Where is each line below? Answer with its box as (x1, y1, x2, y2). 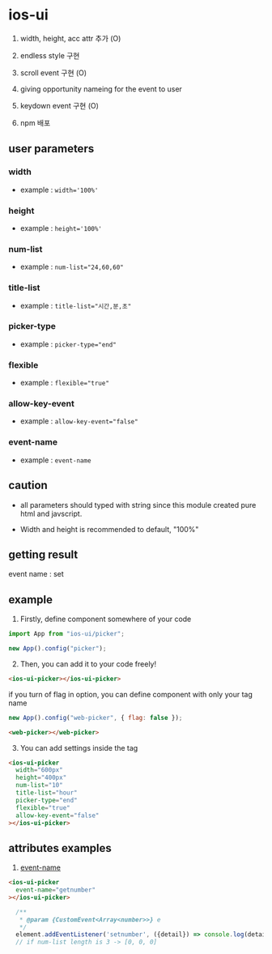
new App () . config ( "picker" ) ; (8, 645, 107, 653)
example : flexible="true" (19, 378, 109, 388)
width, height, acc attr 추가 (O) (19, 33, 121, 43)
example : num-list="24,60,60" (19, 262, 124, 272)
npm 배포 (19, 117, 51, 127)
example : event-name (19, 455, 91, 465)
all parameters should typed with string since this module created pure (19, 500, 257, 509)
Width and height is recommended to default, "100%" (19, 524, 199, 534)
